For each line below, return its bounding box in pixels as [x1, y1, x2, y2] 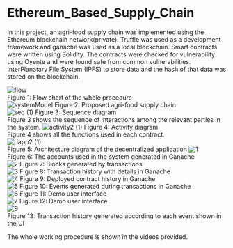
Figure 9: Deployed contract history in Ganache [19, 174, 156, 183]
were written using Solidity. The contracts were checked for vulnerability [7, 50, 216, 59]
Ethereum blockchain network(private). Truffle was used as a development [7, 35, 221, 43]
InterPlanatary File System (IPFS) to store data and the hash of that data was [7, 65, 227, 73]
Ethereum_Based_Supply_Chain [7, 5, 195, 21]
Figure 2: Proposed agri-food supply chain [54, 100, 176, 109]
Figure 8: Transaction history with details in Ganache [19, 167, 171, 176]
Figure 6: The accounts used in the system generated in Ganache [7, 152, 195, 161]
